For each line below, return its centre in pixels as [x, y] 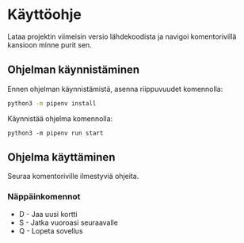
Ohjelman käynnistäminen [74, 70]
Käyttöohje [45, 15]
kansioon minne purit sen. [50, 44]
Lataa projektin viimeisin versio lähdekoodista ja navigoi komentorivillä [122, 36]
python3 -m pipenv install [52, 103]
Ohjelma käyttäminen [61, 157]
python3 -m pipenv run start [55, 133]
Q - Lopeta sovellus [51, 230]
